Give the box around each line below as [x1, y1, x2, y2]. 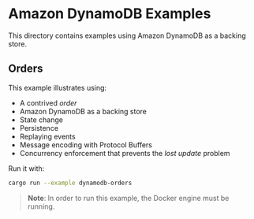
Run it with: [8, 163, 45, 173]
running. [27, 202, 55, 211]
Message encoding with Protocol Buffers [19, 139, 152, 150]
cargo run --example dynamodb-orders [8, 179, 133, 187]
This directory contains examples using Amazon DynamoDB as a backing [8, 31, 246, 40]
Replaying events [19, 132, 77, 141]
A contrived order [19, 98, 77, 107]
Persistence [19, 123, 59, 132]
